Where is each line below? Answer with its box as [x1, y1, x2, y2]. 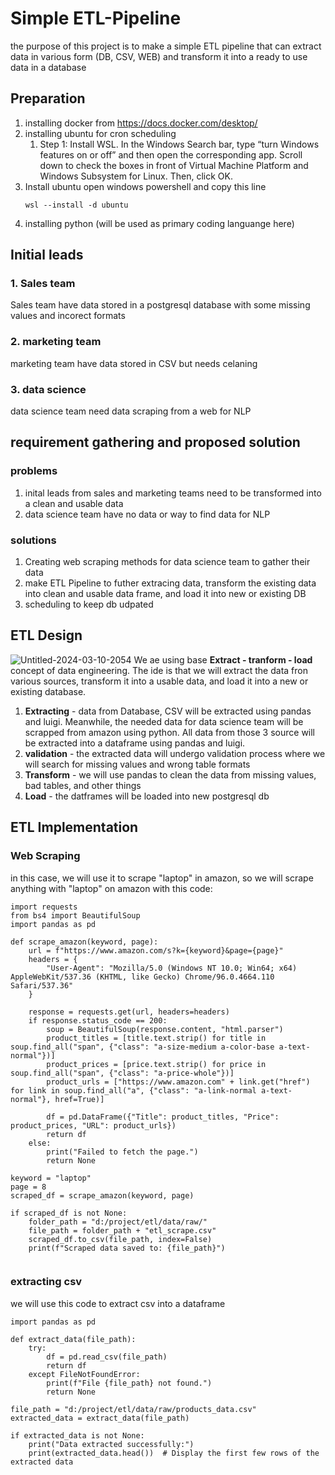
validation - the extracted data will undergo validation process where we [24, 747, 326, 759]
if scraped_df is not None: [10, 1208, 128, 1218]
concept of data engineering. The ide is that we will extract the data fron [10, 664, 308, 676]
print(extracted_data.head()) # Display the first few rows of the [28, 1448, 320, 1458]
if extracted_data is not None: [10, 1430, 145, 1441]
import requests [10, 902, 78, 912]
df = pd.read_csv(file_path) [46, 1352, 168, 1362]
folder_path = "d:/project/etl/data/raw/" [28, 1217, 208, 1227]
